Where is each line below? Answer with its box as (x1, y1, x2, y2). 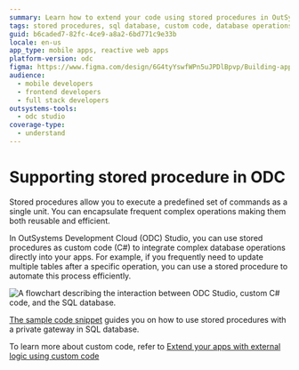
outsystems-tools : (9, 104, 77, 113)
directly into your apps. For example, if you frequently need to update (9, 251, 264, 262)
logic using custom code (9, 350, 100, 361)
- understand (17, 129, 66, 138)
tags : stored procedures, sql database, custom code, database (9, 21, 249, 30)
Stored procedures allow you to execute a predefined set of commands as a (9, 197, 287, 207)
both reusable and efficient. (9, 215, 111, 226)
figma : (9, 63, 34, 72)
